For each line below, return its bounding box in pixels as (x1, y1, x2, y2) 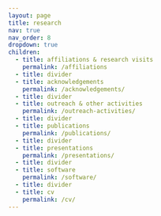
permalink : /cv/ (22, 195, 77, 203)
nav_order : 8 (8, 33, 51, 42)
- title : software (15, 166, 77, 174)
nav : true (8, 26, 41, 34)
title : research (8, 19, 62, 27)
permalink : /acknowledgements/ (22, 85, 125, 93)
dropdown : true (8, 41, 58, 49)
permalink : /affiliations (22, 63, 108, 71)
